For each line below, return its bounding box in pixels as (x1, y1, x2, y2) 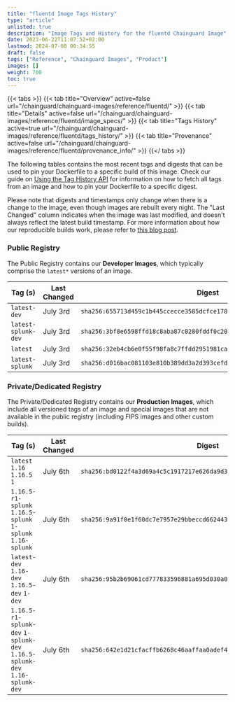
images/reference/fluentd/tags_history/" (7, 132, 124, 140)
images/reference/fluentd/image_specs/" (7, 117, 126, 125)
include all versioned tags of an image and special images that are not (7, 405, 209, 413)
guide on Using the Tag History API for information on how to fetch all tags (7, 175, 222, 183)
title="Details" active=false (7, 109, 85, 118)
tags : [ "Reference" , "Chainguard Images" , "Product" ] (7, 56, 168, 63)
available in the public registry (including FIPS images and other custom (7, 412, 214, 421)
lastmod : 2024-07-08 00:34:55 (7, 43, 96, 50)
